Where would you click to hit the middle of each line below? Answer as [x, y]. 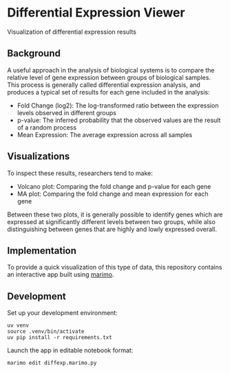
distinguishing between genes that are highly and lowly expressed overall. [112, 229]
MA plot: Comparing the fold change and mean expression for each [113, 194]
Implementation [42, 251]
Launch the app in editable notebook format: [70, 350]
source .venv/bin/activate [46, 332]
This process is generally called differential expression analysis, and [104, 85]
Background [34, 53]
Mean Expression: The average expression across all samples [105, 134]
